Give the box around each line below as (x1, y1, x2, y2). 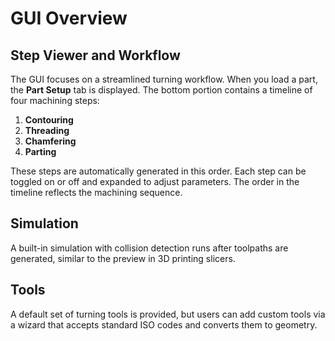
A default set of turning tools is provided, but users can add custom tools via (10, 308, 326, 320)
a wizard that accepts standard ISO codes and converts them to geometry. (10, 318, 318, 331)
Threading (24, 125, 70, 136)
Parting (24, 146, 57, 157)
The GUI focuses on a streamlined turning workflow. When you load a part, (10, 73, 318, 85)
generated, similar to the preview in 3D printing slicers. (10, 252, 236, 264)
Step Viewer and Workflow (10, 47, 181, 64)
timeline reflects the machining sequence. (10, 187, 183, 198)
